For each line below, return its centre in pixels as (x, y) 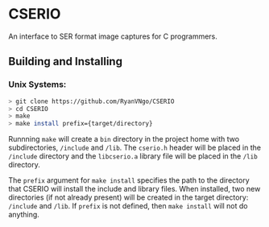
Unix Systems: (37, 85)
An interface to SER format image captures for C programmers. (113, 36)
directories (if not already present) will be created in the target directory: (128, 197)
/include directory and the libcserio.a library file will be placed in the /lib (133, 156)
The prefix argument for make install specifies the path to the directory (129, 180)
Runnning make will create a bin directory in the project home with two (124, 139)
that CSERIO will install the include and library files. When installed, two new (134, 189)
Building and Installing (66, 62)
